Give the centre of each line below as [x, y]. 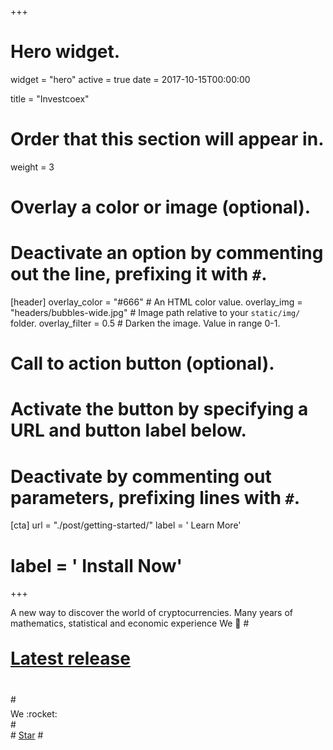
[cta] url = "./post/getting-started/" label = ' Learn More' [126, 525]
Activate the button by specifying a [159, 409]
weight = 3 [32, 167]
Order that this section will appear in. [167, 139]
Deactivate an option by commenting [167, 253]
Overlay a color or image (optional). [161, 207]
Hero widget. [65, 52]
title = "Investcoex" [50, 98]
